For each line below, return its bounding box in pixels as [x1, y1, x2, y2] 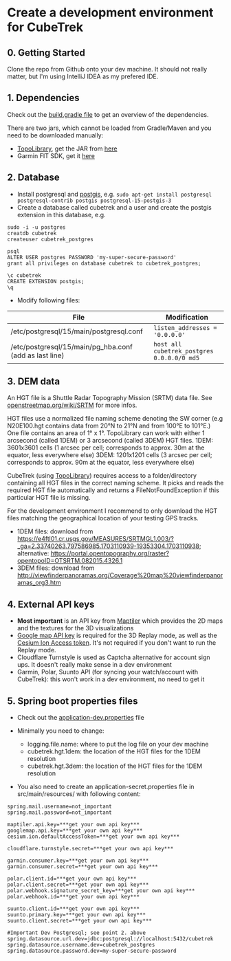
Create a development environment [7, 5, 214, 21]
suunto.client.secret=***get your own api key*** [7, 918, 153, 925]
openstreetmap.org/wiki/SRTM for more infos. [7, 401, 137, 410]
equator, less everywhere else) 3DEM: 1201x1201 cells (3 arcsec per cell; [7, 451, 212, 459]
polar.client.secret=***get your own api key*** [7, 881, 149, 888]
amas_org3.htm [16, 579, 62, 587]
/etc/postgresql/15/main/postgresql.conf [10, 327, 143, 336]
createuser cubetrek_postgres [7, 236, 94, 243]
